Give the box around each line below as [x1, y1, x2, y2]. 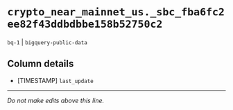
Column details [7, 58, 74, 70]
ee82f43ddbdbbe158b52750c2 [7, 18, 163, 31]
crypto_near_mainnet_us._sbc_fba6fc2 [7, 6, 225, 19]
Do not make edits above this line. [7, 96, 105, 104]
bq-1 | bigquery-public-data [7, 37, 88, 46]
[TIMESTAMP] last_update [17, 76, 94, 84]
